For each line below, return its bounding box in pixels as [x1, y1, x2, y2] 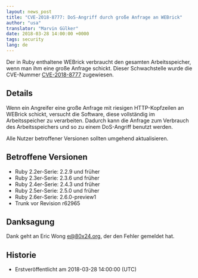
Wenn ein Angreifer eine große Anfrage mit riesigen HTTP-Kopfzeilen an [6, 104, 184, 111]
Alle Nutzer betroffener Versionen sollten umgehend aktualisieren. [6, 135, 169, 142]
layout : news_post [6, 8, 52, 15]
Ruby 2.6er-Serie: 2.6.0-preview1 [14, 193, 97, 200]
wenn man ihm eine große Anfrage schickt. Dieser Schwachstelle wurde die [6, 64, 193, 72]
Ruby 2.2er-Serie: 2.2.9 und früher [14, 168, 100, 175]
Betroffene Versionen [6, 152, 88, 162]
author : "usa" [6, 20, 42, 26]
